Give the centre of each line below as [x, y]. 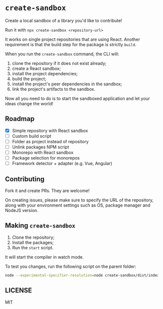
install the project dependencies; [45, 73]
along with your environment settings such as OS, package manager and [78, 205]
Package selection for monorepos [46, 158]
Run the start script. [33, 247]
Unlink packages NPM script [41, 147]
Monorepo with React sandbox [43, 152]
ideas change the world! [29, 103]
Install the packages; [33, 242]
